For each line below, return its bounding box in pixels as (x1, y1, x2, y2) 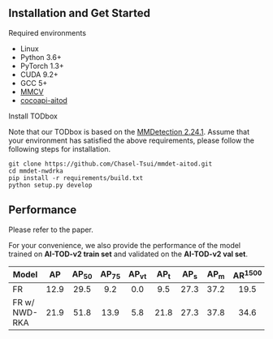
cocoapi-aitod (19, 95, 67, 105)
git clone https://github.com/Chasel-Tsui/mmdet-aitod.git (8, 160, 213, 168)
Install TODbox (8, 111, 58, 121)
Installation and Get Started (8, 6, 150, 20)
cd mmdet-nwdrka (8, 166, 63, 175)
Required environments (8, 28, 87, 37)
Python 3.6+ (19, 52, 63, 62)
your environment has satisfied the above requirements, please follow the (8, 135, 254, 145)
